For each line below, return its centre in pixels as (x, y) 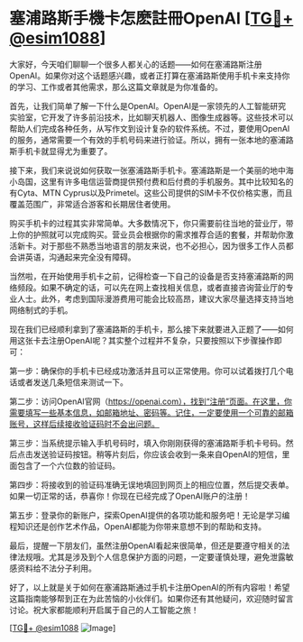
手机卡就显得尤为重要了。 (64, 151)
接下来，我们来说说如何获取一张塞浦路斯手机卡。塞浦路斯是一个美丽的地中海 (151, 170)
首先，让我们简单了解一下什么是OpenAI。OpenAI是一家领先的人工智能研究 (148, 105)
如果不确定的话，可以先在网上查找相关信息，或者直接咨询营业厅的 (163, 287)
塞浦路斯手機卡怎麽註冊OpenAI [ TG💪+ (151, 18)
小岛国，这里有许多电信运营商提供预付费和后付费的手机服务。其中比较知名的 (151, 181)
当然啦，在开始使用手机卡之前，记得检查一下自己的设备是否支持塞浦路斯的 (147, 276)
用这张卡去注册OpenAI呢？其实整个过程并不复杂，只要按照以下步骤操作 (142, 340)
